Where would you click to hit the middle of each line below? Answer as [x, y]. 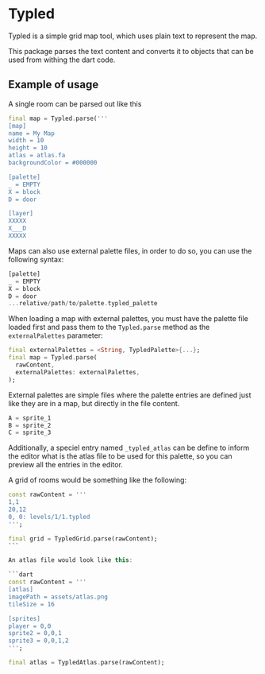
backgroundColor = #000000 [53, 163]
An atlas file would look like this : [71, 560]
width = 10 [26, 141]
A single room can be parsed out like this [75, 103]
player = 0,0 [30, 626]
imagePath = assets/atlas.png [58, 597]
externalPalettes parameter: [56, 335]
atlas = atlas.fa [37, 156]
